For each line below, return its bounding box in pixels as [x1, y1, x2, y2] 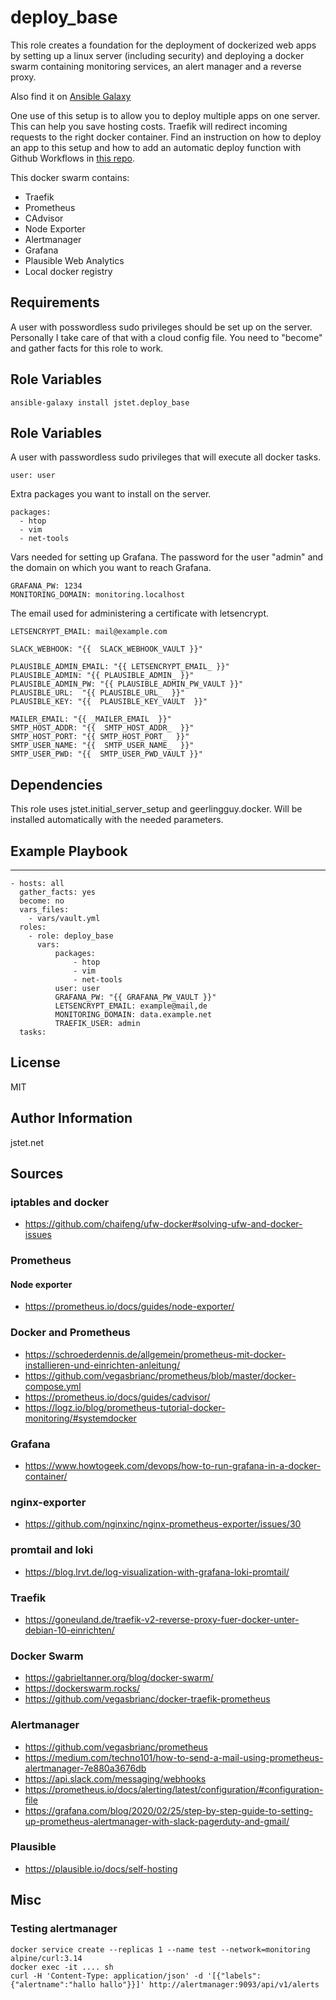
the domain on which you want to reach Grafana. [10, 562, 212, 574]
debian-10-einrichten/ [24, 1624, 115, 1636]
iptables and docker [10, 1195, 110, 1209]
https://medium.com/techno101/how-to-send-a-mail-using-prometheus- [24, 1751, 324, 1763]
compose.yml [24, 1380, 82, 1392]
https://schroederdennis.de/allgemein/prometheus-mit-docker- [24, 1348, 287, 1360]
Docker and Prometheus [10, 1326, 131, 1340]
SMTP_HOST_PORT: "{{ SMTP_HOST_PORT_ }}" [10, 732, 190, 742]
